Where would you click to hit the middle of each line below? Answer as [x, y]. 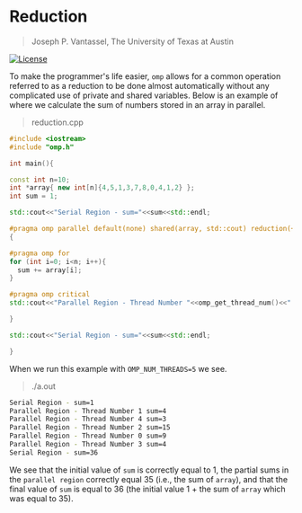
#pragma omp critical [50, 295]
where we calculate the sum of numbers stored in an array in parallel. [138, 104]
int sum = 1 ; [34, 196]
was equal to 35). [41, 498]
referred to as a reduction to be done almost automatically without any [139, 85]
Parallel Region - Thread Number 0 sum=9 [88, 436]
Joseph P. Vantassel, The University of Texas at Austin [132, 41]
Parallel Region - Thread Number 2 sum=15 [90, 428]
